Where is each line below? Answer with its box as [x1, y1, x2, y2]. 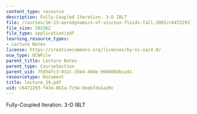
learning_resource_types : [6, 36, 69, 42]
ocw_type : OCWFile [6, 52, 51, 58]
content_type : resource [6, 8, 64, 15]
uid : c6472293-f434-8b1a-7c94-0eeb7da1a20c [6, 85, 114, 91]
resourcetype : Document [6, 74, 64, 80]
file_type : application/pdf [6, 31, 75, 36]
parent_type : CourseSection [6, 63, 75, 69]
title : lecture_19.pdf [6, 80, 62, 86]
